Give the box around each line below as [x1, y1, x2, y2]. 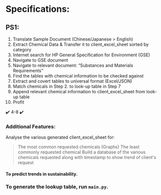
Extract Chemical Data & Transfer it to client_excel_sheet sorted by [12, 41, 149, 47]
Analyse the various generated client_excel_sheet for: [5, 134, 115, 140]
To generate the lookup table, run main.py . [5, 183, 108, 190]
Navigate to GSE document [12, 57, 68, 63]
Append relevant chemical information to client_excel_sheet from [12, 89, 146, 94]
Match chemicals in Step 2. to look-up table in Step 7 [12, 83, 121, 89]
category [12, 47, 32, 52]
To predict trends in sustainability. [5, 171, 78, 177]
